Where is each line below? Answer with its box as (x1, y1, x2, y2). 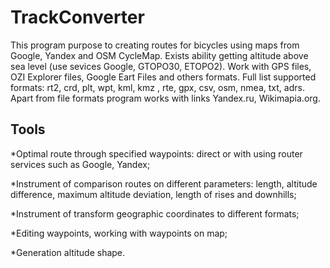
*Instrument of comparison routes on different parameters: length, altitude (10, 177, 318, 190)
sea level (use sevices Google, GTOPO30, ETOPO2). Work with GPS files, (10, 60, 312, 72)
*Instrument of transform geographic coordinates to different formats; (10, 207, 300, 220)
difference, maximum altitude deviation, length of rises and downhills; (10, 188, 297, 200)
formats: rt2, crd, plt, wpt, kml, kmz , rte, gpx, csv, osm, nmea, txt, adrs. (10, 81, 305, 93)
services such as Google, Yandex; (10, 158, 151, 170)
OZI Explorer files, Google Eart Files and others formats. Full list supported (10, 71, 317, 83)
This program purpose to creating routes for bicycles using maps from (10, 39, 300, 51)
